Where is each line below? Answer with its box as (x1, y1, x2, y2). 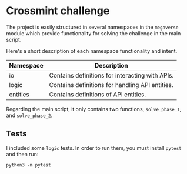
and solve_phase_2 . (6, 112, 53, 119)
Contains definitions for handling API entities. (49, 81, 173, 89)
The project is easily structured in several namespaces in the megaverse (6, 24, 179, 31)
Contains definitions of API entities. (49, 90, 146, 98)
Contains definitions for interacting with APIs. (49, 71, 174, 79)
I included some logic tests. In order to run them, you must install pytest (6, 144, 182, 151)
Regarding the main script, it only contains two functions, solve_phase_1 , (6, 105, 182, 112)
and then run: (6, 150, 39, 158)
